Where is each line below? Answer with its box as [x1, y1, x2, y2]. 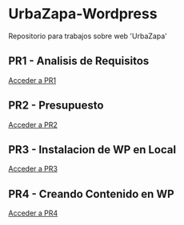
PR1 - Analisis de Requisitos [8, 54, 150, 68]
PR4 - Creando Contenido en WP [8, 187, 174, 200]
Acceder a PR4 [8, 208, 58, 218]
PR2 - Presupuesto [8, 99, 104, 112]
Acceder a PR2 [8, 120, 58, 129]
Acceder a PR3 [8, 164, 58, 174]
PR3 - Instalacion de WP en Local [8, 143, 177, 156]
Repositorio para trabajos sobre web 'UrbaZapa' [8, 31, 168, 41]
